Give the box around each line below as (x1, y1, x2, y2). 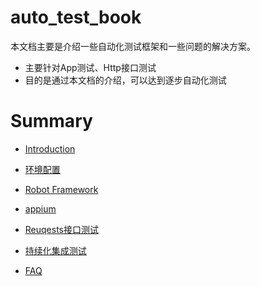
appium (24, 202, 57, 215)
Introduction (24, 142, 76, 155)
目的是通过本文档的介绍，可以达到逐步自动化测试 (24, 74, 227, 86)
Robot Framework (24, 183, 99, 195)
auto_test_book (10, 6, 142, 29)
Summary (10, 110, 93, 133)
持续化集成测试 (24, 244, 87, 256)
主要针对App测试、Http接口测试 (24, 61, 157, 73)
